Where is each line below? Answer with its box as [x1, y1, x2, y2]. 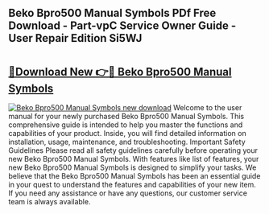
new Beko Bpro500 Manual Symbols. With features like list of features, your [8, 154, 259, 163]
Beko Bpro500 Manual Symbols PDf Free [8, 6, 217, 20]
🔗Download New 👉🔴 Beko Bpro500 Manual [8, 64, 232, 79]
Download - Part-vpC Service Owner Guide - [8, 19, 237, 33]
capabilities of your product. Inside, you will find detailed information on [8, 129, 247, 138]
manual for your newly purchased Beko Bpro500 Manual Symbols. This [8, 112, 244, 121]
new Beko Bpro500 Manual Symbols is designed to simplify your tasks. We [8, 163, 257, 172]
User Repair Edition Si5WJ [8, 31, 143, 45]
